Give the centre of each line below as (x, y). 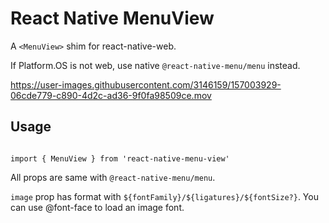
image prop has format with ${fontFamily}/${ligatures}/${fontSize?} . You (164, 196)
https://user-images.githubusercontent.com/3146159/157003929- (146, 84)
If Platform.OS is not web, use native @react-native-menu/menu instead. (155, 65)
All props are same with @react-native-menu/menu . (113, 177)
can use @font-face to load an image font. (97, 207)
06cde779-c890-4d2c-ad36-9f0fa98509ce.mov (111, 95)
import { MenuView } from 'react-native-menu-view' (120, 158)
